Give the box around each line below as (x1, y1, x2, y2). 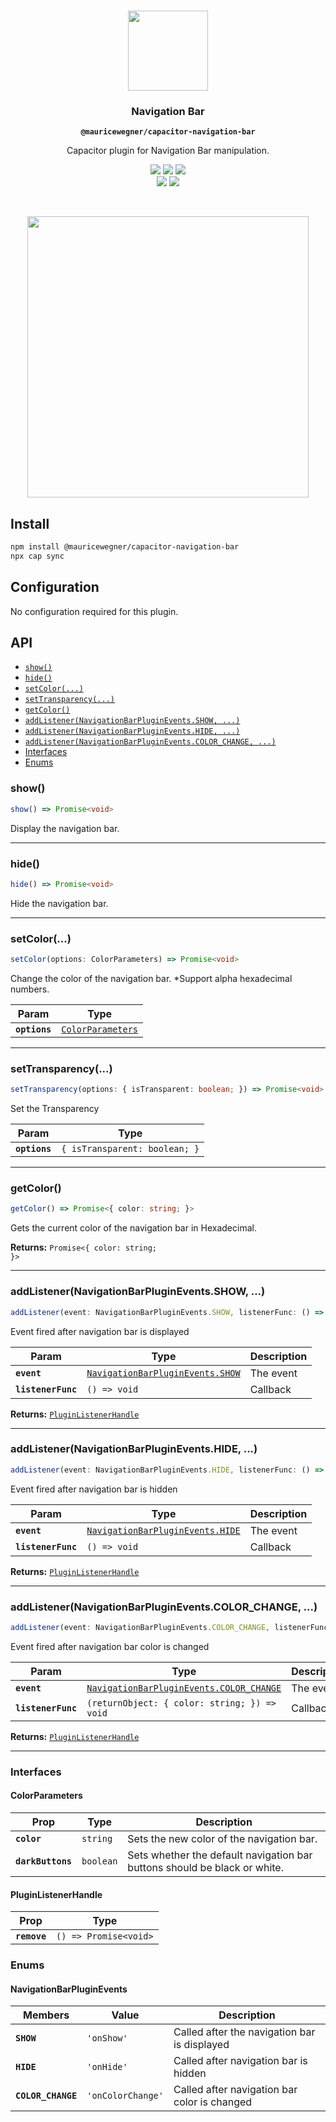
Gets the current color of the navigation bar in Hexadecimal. (10, 1222, 257, 1234)
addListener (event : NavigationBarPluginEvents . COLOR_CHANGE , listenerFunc (10, 1622, 329, 1632)
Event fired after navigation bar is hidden (10, 1483, 178, 1495)
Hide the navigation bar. (10, 897, 109, 909)
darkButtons (15, 1855, 73, 1867)
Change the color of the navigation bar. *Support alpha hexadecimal (10, 973, 293, 984)
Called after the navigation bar (173, 2025, 316, 2039)
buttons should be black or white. (127, 1860, 284, 1874)
